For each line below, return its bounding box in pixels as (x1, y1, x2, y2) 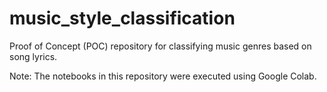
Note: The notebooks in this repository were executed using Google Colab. (9, 70, 317, 82)
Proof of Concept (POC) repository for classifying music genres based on (9, 40, 312, 52)
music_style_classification (9, 7, 236, 30)
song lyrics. (9, 50, 58, 62)
